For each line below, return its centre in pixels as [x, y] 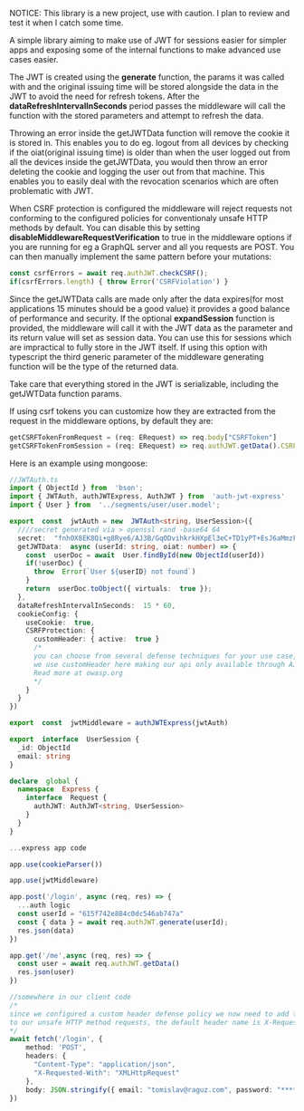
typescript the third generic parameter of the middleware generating [137, 356]
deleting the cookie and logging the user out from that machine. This [137, 172]
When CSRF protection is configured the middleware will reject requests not [151, 208]
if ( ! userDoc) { [54, 564]
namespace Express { [58, 789]
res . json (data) [46, 931]
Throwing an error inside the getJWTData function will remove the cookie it [150, 133]
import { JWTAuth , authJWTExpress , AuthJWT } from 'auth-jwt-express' [147, 497]
